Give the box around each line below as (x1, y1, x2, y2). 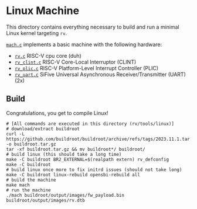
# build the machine (6, 177, 57, 183)
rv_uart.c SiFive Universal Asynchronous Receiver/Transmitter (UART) (14, 71, 186, 78)
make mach (6, 182, 30, 188)
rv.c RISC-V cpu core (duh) (14, 52, 82, 59)
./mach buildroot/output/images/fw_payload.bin (6, 192, 125, 198)
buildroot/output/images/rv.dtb (6, 197, 85, 203)
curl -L (6, 131, 25, 137)
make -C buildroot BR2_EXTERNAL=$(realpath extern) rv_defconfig (6, 156, 169, 162)
